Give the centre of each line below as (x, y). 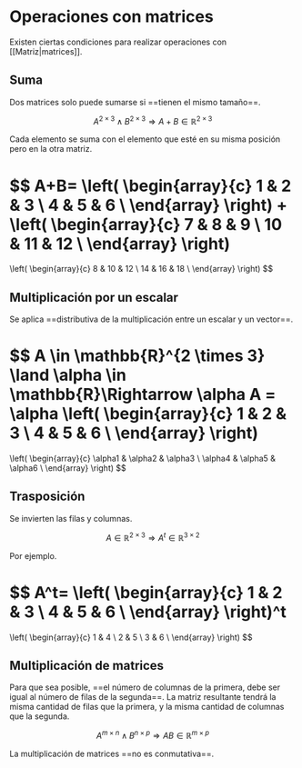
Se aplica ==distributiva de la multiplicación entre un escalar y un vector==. (151, 319)
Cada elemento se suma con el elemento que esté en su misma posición (145, 139)
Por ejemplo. (33, 555)
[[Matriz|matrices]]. (46, 51)
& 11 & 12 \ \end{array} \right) (120, 244)
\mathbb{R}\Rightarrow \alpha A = (143, 395)
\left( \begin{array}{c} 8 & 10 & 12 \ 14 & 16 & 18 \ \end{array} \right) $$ (141, 269)
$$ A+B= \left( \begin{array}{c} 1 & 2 (151, 186)
